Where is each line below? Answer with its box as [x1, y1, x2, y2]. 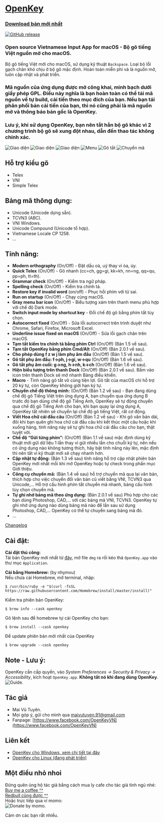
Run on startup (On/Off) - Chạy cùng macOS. [12, 294, 105, 300]
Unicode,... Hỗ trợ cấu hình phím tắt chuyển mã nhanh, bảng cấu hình [12, 481, 153, 488]
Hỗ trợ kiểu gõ [5, 159, 49, 167]
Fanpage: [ [12, 717, 34, 723]
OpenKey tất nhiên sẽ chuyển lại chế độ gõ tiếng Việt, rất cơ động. [12, 409, 146, 415]
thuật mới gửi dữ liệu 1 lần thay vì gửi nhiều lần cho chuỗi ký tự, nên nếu [12, 440, 157, 446]
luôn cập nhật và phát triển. [5, 72, 61, 77]
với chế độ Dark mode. [12, 304, 58, 310]
